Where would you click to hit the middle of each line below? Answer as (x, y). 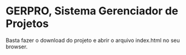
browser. (17, 47)
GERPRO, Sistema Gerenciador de (92, 11)
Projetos (27, 24)
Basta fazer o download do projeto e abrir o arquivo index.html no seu (93, 40)
